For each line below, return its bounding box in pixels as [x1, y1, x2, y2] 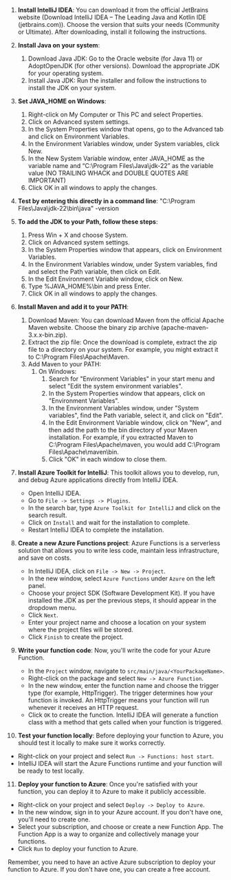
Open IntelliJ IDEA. [27, 489, 81, 497]
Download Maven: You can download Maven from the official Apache [27, 316, 225, 324]
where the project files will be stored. [27, 626, 133, 633]
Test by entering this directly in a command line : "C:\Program [17, 197, 195, 205]
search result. [27, 511, 67, 519]
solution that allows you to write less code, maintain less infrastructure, [17, 547, 219, 554]
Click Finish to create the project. [27, 633, 124, 641]
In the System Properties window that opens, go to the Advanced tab [27, 125, 224, 133]
